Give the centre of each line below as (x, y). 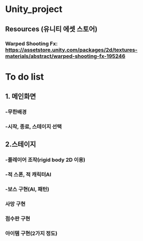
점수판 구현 (18, 218)
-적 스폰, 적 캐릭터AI (28, 175)
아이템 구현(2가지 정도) (31, 233)
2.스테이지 (21, 145)
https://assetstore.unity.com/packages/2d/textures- (71, 50)
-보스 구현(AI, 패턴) (27, 189)
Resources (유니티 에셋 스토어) (51, 29)
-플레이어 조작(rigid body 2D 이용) (45, 160)
